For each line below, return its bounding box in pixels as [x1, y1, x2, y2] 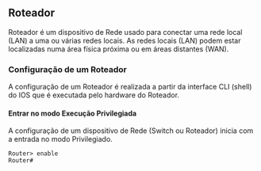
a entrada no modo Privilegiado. [8, 135, 113, 144]
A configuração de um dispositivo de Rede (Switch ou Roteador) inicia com [8, 126, 254, 135]
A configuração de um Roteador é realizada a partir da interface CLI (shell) [8, 82, 252, 92]
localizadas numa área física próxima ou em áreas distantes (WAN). [8, 44, 229, 54]
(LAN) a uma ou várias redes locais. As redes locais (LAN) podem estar [8, 36, 241, 45]
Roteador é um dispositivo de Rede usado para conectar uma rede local [8, 27, 243, 36]
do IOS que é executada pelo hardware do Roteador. [8, 90, 180, 100]
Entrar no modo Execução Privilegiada [8, 108, 137, 118]
